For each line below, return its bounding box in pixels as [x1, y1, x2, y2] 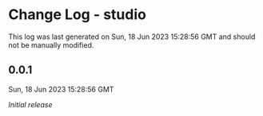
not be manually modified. [8, 40, 94, 49]
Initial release [8, 99, 53, 109]
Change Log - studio [8, 6, 146, 24]
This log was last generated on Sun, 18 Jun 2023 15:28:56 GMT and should [8, 32, 256, 41]
